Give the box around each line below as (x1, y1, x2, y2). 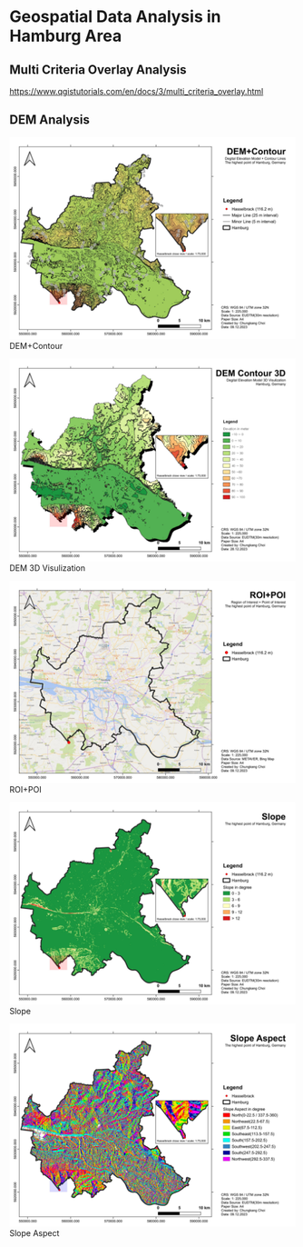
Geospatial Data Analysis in (9, 6, 221, 27)
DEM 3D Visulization (9, 562, 86, 574)
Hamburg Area (9, 25, 122, 46)
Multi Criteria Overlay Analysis (9, 62, 187, 77)
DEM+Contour (9, 341, 64, 352)
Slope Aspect (9, 1227, 60, 1238)
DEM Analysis (9, 112, 91, 128)
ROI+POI (9, 783, 43, 794)
